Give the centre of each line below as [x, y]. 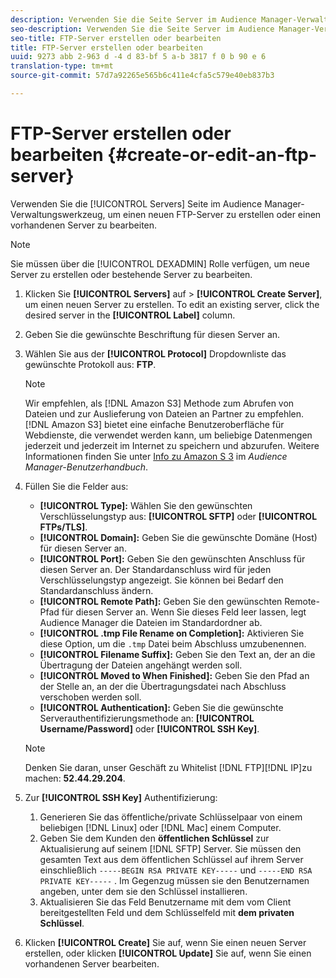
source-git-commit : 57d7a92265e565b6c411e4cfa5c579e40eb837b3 [142, 76]
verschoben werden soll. [90, 697]
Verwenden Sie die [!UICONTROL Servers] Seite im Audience [136, 203]
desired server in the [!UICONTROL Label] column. [130, 315]
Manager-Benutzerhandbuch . [86, 467]
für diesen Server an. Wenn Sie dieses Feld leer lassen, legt [184, 612]
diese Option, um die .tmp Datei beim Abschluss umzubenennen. [173, 643]
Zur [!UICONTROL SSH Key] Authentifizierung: [121, 797]
